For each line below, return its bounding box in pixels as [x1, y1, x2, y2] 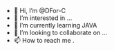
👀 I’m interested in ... [13, 14, 73, 22]
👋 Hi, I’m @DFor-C [13, 7, 66, 14]
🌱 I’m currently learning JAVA [13, 21, 97, 29]
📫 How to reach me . [13, 37, 75, 44]
